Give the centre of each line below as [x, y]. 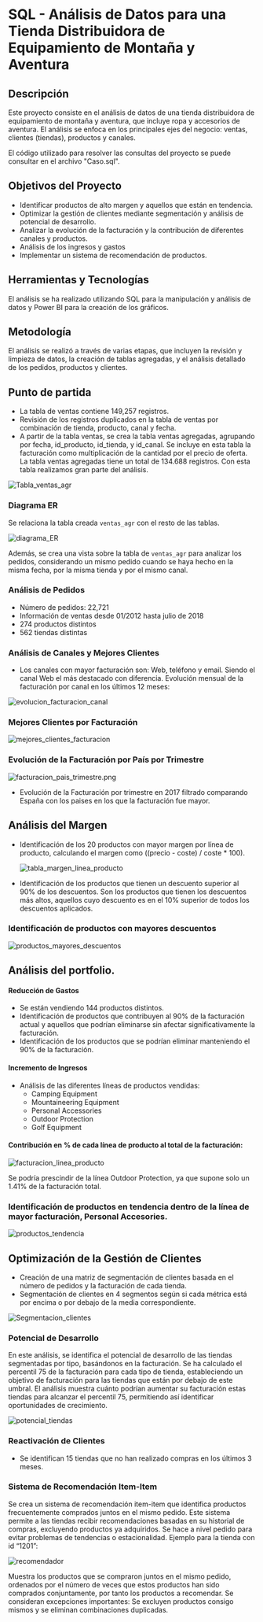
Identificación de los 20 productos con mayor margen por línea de [126, 844]
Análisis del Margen [58, 825]
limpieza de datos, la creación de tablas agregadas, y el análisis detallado [127, 359]
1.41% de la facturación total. [55, 1186]
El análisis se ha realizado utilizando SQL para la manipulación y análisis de [130, 299]
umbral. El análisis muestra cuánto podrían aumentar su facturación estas [127, 1389]
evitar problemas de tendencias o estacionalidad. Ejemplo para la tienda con [131, 1537]
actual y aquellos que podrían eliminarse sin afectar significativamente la [137, 1025]
